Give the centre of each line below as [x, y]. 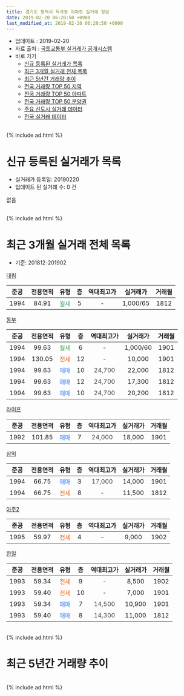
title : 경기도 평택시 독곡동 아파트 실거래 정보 [58, 12]
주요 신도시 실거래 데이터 [53, 109]
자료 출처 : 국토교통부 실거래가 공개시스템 [64, 48]
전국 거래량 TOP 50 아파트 [55, 94]
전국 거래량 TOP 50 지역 [53, 87]
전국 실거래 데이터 [45, 117]
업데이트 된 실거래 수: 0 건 [46, 187]
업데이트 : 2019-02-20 [42, 41]
